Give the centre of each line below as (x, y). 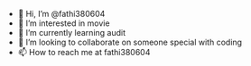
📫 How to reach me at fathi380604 (84, 52)
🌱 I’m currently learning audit (72, 33)
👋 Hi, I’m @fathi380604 (61, 14)
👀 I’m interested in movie (64, 23)
